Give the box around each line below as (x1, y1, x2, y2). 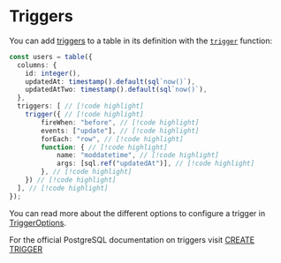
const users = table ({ (9, 52, 93, 61)
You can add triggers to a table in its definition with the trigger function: (9, 35, 273, 46)
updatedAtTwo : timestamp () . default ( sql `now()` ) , (25, 86, 208, 94)
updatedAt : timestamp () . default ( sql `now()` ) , (25, 77, 196, 86)
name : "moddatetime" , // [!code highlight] (56, 151, 219, 160)
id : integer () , (25, 69, 81, 78)
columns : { (17, 60, 57, 70)
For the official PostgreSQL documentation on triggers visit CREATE (9, 234, 254, 244)
